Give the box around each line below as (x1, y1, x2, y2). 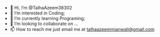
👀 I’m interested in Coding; (10, 10, 65, 16)
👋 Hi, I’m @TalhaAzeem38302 (10, 5, 72, 10)
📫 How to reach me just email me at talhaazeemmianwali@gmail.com (10, 26, 155, 32)
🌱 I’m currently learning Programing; (10, 15, 86, 21)
